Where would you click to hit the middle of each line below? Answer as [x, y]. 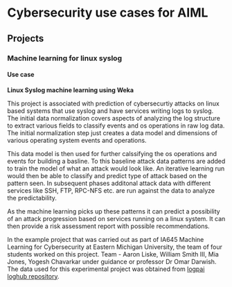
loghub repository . [34, 276]
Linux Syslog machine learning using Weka [70, 90]
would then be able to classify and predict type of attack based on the [107, 175]
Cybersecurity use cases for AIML [108, 13]
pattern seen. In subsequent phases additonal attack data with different [109, 183]
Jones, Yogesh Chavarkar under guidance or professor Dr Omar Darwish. [112, 261]
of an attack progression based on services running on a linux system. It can [116, 218]
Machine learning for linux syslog [65, 58]
